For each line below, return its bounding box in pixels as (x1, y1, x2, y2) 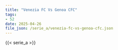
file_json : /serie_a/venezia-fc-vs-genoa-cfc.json (5, 26, 113, 31)
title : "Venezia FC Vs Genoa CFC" (5, 7, 78, 12)
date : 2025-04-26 (5, 21, 42, 26)
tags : (5, 12, 17, 17)
